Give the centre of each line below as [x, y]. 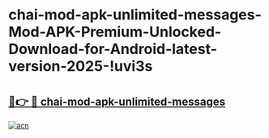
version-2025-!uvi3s [81, 67]
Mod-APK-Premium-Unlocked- [115, 32]
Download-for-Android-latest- [113, 49]
